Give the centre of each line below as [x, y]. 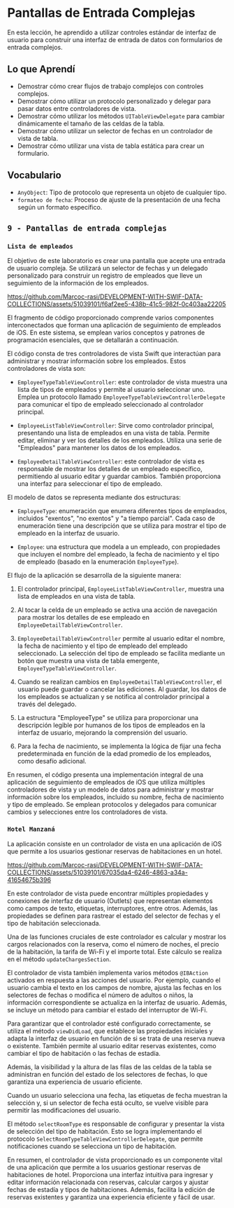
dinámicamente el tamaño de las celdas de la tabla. [91, 123]
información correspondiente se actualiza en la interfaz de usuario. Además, [117, 1002]
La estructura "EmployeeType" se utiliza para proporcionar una [108, 718]
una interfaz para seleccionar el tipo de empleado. [90, 484]
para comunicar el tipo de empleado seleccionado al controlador [110, 405]
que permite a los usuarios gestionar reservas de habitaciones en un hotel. [115, 851]
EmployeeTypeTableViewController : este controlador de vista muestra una [122, 382]
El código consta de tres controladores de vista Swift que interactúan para [114, 354]
